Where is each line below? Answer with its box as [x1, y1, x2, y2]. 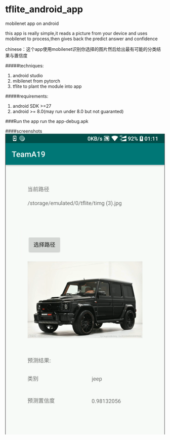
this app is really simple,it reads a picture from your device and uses [5, 30, 148, 36]
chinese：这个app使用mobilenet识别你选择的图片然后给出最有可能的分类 [5, 46, 157, 52]
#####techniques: [5, 62, 44, 69]
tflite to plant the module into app [12, 83, 82, 89]
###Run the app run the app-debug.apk [5, 118, 89, 124]
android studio [12, 72, 43, 78]
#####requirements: [5, 93, 49, 99]
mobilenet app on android [5, 20, 59, 26]
